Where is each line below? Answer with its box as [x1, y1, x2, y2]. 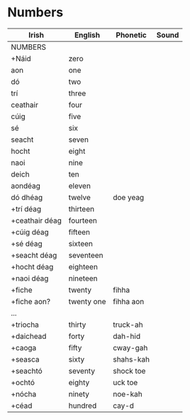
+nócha [11, 389, 37, 399]
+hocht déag [11, 261, 54, 271]
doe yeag [113, 192, 145, 202]
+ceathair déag [11, 215, 62, 225]
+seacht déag [11, 250, 57, 260]
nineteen [68, 273, 98, 283]
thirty [68, 320, 86, 330]
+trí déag [11, 204, 42, 214]
